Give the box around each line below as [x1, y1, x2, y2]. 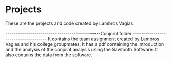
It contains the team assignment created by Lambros [48, 36, 160, 42]
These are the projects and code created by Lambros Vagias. [5, 20, 135, 26]
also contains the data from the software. [5, 52, 92, 58]
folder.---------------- [119, 30, 166, 36]
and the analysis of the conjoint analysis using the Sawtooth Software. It [5, 46, 158, 52]
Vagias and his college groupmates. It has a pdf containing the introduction [5, 41, 164, 47]
